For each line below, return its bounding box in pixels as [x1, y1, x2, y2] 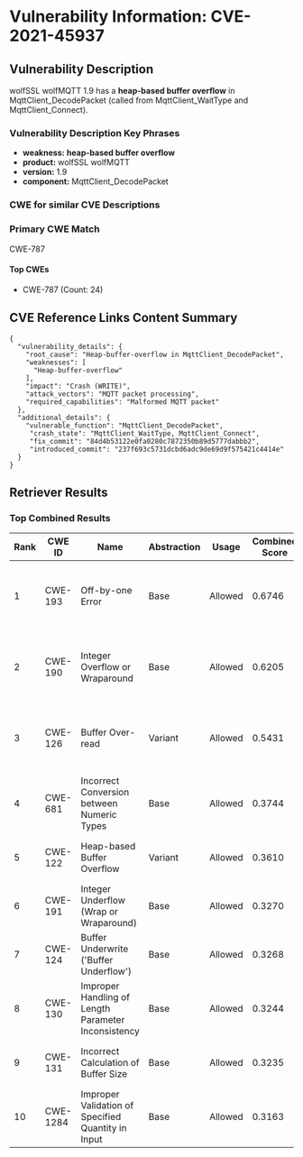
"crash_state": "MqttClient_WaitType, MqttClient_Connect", [29, 428, 260, 438]
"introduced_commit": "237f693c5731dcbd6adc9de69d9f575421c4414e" [29, 445, 284, 454]
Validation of [80, 1099, 134, 1112]
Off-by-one [80, 584, 133, 597]
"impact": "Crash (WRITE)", [25, 381, 131, 390]
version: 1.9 [22, 167, 68, 178]
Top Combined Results [9, 511, 111, 524]
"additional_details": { [17, 413, 111, 422]
